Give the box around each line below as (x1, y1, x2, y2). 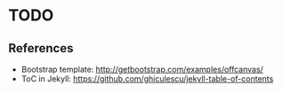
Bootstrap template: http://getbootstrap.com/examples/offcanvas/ (20, 64, 263, 74)
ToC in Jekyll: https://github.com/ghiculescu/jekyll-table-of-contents (20, 74, 274, 84)
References (8, 41, 74, 56)
